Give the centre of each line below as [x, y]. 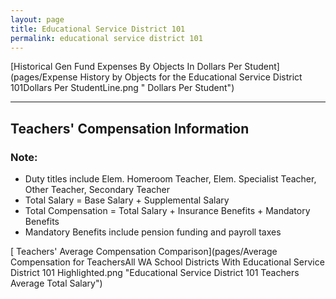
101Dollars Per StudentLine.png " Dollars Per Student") [122, 88]
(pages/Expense [44, 77]
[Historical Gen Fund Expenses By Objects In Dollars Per [126, 67]
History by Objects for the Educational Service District [191, 77]
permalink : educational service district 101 [106, 38]
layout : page [37, 19]
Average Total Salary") [56, 283]
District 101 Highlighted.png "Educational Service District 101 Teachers [155, 273]
